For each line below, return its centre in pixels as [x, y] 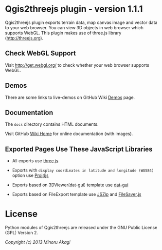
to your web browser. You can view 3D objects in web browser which [74, 27]
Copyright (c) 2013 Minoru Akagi [38, 242]
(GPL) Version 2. [21, 233]
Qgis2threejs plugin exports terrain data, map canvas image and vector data [81, 22]
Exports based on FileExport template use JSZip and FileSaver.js [77, 194]
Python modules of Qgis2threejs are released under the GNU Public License [81, 228]
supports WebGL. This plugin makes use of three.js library [63, 33]
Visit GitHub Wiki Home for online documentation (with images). [69, 134]
